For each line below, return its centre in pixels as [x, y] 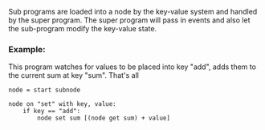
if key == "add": [52, 112]
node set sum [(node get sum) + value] [104, 118]
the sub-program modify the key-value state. [83, 28]
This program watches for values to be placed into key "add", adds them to [132, 67]
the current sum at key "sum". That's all [73, 75]
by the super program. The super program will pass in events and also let [129, 20]
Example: [27, 49]
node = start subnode [45, 90]
